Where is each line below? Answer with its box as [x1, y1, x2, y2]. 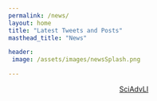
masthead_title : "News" [8, 33, 88, 42]
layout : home [8, 19, 52, 27]
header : [8, 49, 34, 56]
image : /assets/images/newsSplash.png [11, 56, 141, 64]
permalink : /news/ [8, 11, 69, 20]
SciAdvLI [119, 84, 149, 94]
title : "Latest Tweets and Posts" [8, 26, 124, 34]
